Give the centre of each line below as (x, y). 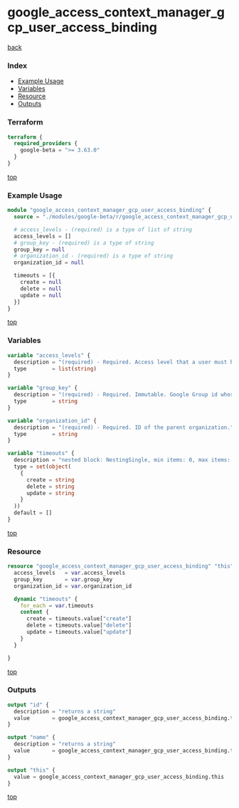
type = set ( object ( (43, 467)
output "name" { (31, 738)
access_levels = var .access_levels (70, 573)
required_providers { (46, 144)
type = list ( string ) (55, 368)
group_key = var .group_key (63, 579)
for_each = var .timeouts (57, 605)
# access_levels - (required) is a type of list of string (103, 229)
